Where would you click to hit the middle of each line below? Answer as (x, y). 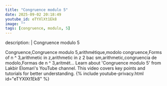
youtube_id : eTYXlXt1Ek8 (31, 19)
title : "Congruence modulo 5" (37, 10)
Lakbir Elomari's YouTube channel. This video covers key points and (75, 68)
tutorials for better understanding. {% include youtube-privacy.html (74, 73)
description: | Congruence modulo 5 (42, 42)
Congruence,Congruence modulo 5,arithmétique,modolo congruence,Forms (83, 52)
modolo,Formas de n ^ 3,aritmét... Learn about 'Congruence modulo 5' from (83, 63)
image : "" (15, 24)
